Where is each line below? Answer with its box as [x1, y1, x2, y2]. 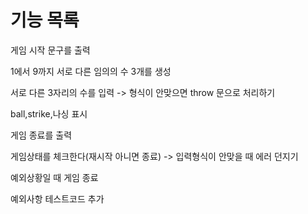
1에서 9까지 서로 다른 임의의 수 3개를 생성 [10, 65, 172, 77]
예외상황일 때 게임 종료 [10, 171, 99, 183]
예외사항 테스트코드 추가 [10, 192, 105, 205]
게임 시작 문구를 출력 [10, 44, 91, 56]
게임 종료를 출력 [10, 129, 73, 141]
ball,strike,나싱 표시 [10, 107, 88, 120]
